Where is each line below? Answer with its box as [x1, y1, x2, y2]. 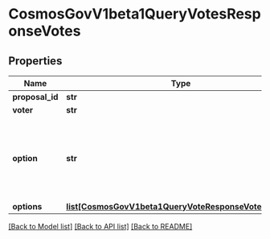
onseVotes [8, 22, 81, 40]
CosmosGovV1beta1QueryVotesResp [8, 5, 261, 23]
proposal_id [12, 92, 59, 102]
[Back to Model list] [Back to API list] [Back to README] [8, 222, 193, 231]
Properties [8, 54, 63, 68]
